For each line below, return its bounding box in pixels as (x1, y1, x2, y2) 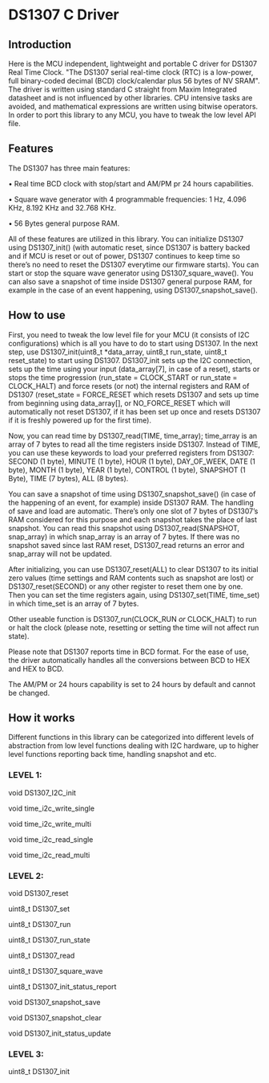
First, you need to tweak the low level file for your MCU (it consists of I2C (8, 329, 250, 339)
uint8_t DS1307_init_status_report (8, 982, 117, 991)
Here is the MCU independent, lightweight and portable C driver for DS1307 (8, 59, 258, 68)
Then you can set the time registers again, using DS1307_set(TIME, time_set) (8, 590, 260, 599)
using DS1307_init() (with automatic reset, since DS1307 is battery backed (8, 243, 251, 252)
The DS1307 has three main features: (8, 163, 130, 173)
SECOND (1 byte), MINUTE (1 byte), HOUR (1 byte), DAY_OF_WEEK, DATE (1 (8, 456, 256, 466)
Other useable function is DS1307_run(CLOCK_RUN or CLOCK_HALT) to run (8, 614, 258, 623)
